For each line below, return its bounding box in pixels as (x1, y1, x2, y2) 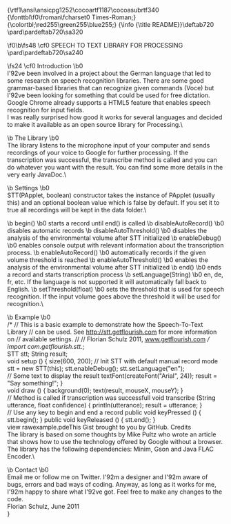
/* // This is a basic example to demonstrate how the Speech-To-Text (7, 321, 203, 328)
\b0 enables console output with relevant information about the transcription (7, 241, 224, 249)
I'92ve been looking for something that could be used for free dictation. (7, 91, 210, 99)
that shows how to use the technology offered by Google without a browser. (7, 438, 223, 445)
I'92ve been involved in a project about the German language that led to (7, 69, 212, 77)
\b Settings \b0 (7, 184, 50, 192)
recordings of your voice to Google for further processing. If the (7, 148, 188, 157)
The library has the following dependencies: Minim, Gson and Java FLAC (7, 445, 214, 453)
